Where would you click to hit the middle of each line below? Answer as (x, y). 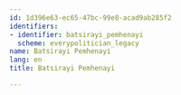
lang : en (26, 60)
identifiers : (34, 26)
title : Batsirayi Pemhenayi (62, 69)
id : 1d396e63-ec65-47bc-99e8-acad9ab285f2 (90, 18)
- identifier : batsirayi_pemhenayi (76, 34)
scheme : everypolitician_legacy (79, 43)
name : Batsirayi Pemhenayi (60, 52)
